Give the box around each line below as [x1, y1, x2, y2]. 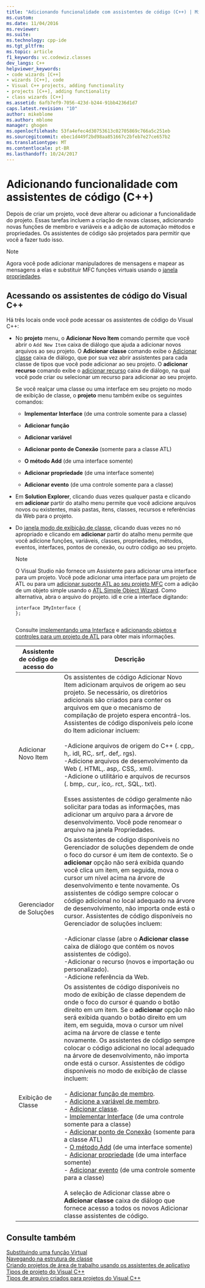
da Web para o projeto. [15, 512, 73, 519]
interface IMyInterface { [15, 605, 81, 611]
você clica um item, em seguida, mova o [63, 866, 179, 875]
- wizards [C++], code [6, 77, 64, 83]
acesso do [23, 663, 54, 671]
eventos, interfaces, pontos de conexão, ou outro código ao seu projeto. [15, 544, 197, 551]
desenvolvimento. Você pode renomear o [63, 818, 182, 827]
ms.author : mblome [6, 117, 53, 123]
